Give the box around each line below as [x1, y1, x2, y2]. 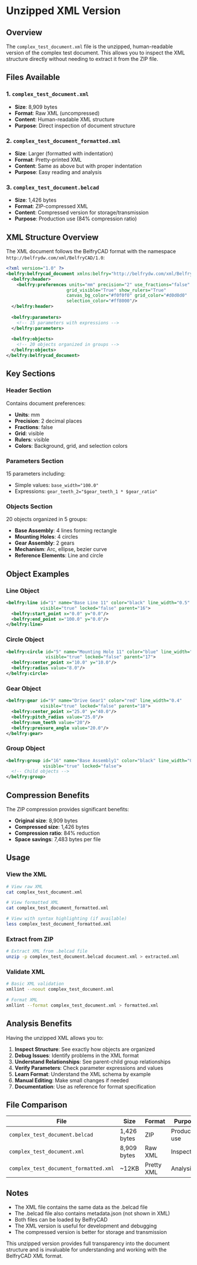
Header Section [6, 386, 52, 395]
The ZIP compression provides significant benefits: [6, 806, 130, 813]
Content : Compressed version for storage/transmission [14, 209, 149, 216]
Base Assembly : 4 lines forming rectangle [14, 527, 117, 534]
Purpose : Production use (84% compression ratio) [14, 215, 137, 222]
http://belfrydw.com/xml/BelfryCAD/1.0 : [6, 254, 105, 261]
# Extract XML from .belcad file [6, 948, 88, 954]
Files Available [6, 72, 60, 83]
